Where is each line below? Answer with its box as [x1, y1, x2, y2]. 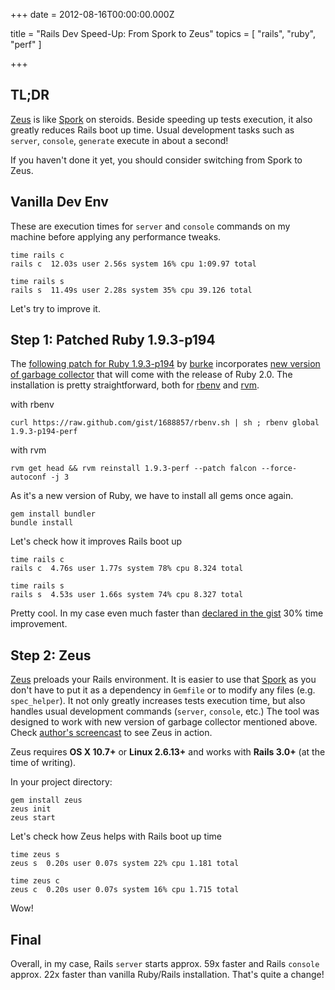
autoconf [10, 472, 47, 483]
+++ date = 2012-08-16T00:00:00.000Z [10, 9, 175, 20]
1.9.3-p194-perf [10, 427, 78, 437]
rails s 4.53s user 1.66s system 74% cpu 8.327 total [10, 590, 244, 600]
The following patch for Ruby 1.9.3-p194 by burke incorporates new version [10, 358, 321, 370]
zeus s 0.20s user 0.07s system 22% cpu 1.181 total [10, 859, 240, 869]
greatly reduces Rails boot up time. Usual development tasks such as [10, 124, 295, 136]
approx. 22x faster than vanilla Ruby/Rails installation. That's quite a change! [10, 969, 325, 981]
